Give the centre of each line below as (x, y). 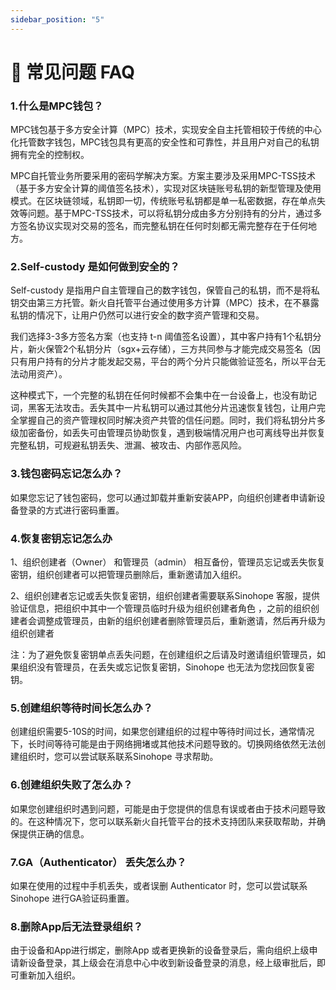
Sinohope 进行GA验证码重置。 (72, 898)
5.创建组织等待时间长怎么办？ (81, 708)
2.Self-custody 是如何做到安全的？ (95, 267)
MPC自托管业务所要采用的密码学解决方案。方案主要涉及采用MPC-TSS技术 (163, 176)
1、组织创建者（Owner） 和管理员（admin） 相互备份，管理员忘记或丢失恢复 (168, 562)
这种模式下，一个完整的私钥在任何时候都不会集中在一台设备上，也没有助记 (163, 395)
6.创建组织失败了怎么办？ (71, 785)
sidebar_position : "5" (57, 19)
